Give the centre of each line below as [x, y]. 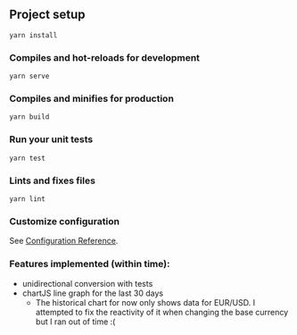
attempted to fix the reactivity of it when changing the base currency [162, 312]
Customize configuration [65, 221]
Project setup [48, 15]
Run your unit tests [51, 139]
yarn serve [29, 76]
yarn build [29, 117]
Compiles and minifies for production [91, 99]
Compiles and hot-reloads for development [105, 57]
